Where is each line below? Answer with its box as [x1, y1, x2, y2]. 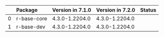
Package [16, 7, 38, 13]
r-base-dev [16, 23, 46, 30]
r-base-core [16, 15, 47, 22]
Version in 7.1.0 [52, 7, 91, 13]
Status [140, 7, 156, 13]
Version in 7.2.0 [96, 7, 136, 13]
